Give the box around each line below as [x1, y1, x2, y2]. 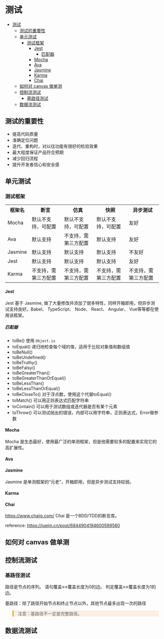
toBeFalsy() [12, 365, 36, 371]
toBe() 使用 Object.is [12, 337, 56, 343]
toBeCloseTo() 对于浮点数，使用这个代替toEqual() [12, 391, 112, 397]
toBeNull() [12, 349, 33, 355]
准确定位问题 [12, 137, 38, 143]
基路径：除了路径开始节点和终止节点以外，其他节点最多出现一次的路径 [5, 600, 146, 606]
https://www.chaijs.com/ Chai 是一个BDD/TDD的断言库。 [5, 513, 120, 519]
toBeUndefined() [12, 354, 46, 360]
